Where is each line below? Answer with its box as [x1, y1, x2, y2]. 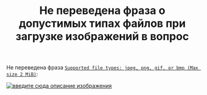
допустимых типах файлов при [19, 16, 186, 30]
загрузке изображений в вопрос [15, 30, 189, 43]
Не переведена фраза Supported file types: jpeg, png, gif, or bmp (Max [6, 64, 198, 71]
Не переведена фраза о [39, 4, 166, 18]
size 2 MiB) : [6, 71, 38, 78]
